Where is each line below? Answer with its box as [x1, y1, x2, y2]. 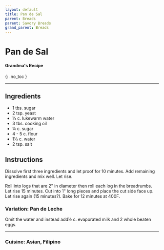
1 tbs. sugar [12, 105, 36, 111]
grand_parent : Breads [5, 25, 49, 30]
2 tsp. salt [12, 141, 33, 147]
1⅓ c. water [12, 136, 36, 142]
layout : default [5, 7, 38, 12]
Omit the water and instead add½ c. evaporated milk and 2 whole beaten [5, 216, 151, 222]
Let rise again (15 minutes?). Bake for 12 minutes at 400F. [5, 193, 121, 199]
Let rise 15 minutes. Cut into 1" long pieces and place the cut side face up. [5, 188, 154, 194]
